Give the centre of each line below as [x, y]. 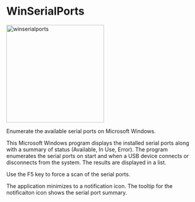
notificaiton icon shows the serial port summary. [67, 192]
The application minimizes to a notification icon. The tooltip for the [90, 186]
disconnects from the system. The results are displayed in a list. [86, 162]
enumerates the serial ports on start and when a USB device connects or [97, 156]
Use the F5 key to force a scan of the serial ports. [69, 174]
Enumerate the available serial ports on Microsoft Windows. [81, 131]
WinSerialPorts [45, 11]
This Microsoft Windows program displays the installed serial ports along [98, 143]
